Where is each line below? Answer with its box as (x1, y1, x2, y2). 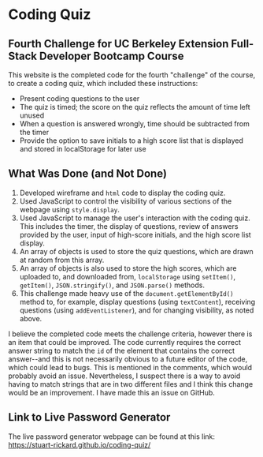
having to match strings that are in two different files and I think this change (8, 379, 254, 388)
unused (19, 111, 45, 120)
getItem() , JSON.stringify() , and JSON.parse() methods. (19, 280, 205, 290)
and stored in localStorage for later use (19, 144, 147, 153)
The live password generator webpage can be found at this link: (8, 432, 215, 441)
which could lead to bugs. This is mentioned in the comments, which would (8, 362, 253, 372)
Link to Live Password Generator (8, 410, 171, 424)
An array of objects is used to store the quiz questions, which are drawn (19, 246, 254, 256)
